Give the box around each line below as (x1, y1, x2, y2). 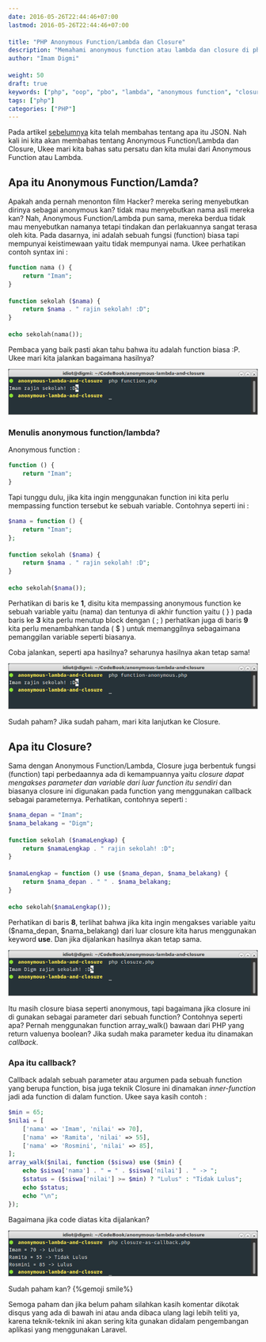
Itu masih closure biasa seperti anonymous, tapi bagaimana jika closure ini (8, 1004, 251, 1013)
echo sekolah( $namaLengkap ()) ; (8, 903, 112, 911)
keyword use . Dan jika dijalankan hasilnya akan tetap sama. (8, 934, 202, 943)
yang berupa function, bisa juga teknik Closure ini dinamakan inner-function (8, 1084, 256, 1093)
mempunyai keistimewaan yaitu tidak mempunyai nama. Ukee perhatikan (8, 239, 246, 249)
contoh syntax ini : (8, 247, 69, 257)
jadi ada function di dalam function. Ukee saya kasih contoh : (8, 1092, 207, 1102)
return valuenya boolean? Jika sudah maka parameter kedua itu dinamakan (8, 1029, 253, 1038)
